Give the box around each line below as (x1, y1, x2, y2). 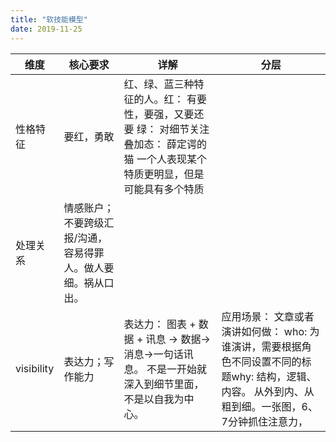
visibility (15, 361, 55, 375)
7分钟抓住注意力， (221, 414, 308, 428)
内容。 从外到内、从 (221, 384, 315, 398)
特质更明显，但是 (123, 167, 205, 181)
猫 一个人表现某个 (123, 152, 207, 166)
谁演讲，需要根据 (221, 339, 302, 353)
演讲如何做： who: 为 (221, 324, 320, 338)
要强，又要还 (143, 107, 205, 121)
